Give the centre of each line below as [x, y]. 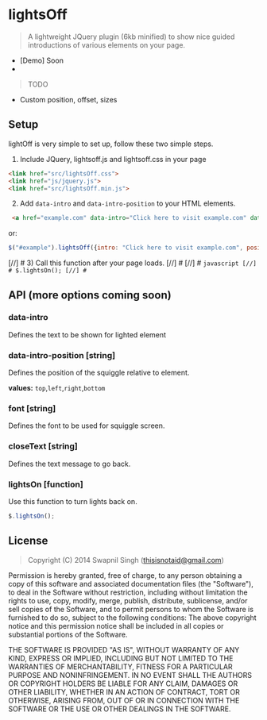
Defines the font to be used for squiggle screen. [87, 425]
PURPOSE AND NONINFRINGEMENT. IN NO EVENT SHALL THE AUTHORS [130, 675]
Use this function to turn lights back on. [73, 501]
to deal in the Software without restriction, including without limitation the [128, 592]
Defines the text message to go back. [70, 464]
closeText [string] [43, 446]
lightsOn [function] [46, 484]
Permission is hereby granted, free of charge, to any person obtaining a [125, 575]
